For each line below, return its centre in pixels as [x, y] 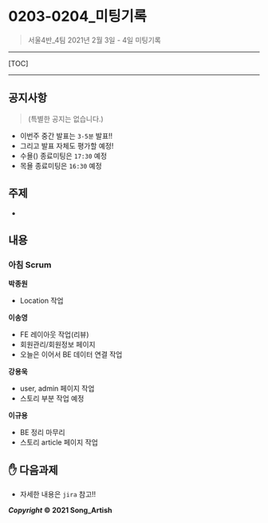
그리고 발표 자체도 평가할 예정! [67, 145]
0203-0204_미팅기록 [78, 16]
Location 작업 [41, 301]
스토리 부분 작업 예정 [52, 398]
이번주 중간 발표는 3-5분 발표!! [66, 136]
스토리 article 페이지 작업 [59, 442]
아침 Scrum [30, 264]
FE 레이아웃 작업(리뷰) [54, 335]
